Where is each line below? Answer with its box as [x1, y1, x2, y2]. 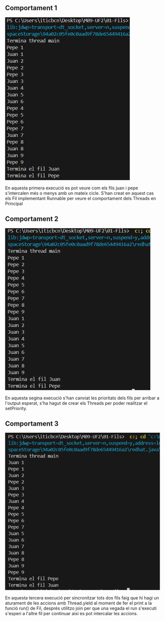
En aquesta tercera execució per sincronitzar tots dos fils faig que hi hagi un [5, 595, 160, 601]
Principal [5, 201, 23, 207]
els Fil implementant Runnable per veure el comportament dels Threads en [5, 195, 156, 201]
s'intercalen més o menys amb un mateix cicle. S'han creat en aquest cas [5, 190, 154, 196]
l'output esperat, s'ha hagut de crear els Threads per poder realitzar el [5, 400, 148, 406]
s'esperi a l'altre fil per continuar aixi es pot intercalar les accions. [5, 611, 138, 617]
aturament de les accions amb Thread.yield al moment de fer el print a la [5, 600, 152, 606]
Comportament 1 [5, 4, 57, 12]
